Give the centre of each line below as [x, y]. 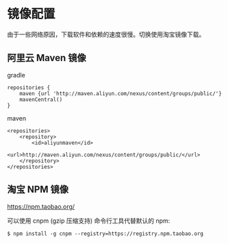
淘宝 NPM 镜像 [38, 190]
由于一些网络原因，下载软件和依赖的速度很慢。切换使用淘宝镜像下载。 [106, 34]
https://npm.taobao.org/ [41, 206]
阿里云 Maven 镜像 [47, 58]
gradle [16, 75]
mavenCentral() [41, 99]
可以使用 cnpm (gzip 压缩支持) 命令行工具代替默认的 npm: [89, 221]
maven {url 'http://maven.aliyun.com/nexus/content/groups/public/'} [121, 93]
